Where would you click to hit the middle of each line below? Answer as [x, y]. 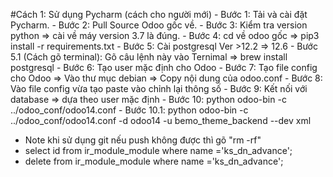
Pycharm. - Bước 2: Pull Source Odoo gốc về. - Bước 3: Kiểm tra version [159, 25]
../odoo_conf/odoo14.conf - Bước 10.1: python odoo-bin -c [129, 110]
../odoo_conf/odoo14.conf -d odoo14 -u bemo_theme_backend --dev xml [161, 120]
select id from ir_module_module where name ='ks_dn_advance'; [158, 150]
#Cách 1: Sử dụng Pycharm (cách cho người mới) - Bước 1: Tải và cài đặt [159, 14]
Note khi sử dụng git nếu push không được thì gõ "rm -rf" [143, 140]
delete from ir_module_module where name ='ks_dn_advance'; [154, 161]
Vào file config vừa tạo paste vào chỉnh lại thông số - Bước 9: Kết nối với [159, 88]
